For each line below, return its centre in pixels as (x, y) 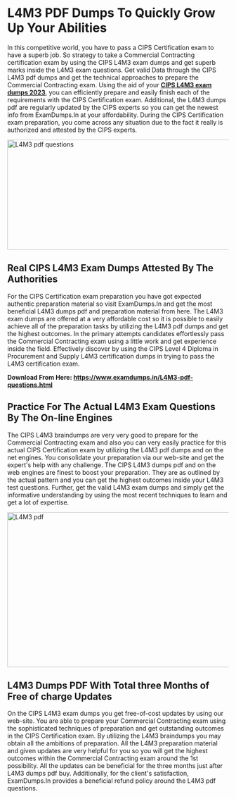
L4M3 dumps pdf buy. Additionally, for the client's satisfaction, (98, 774)
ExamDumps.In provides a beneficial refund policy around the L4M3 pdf (112, 781)
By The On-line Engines (60, 418)
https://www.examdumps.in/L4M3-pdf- (133, 377)
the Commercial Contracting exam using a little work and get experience (112, 341)
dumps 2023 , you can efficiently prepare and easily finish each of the (109, 92)
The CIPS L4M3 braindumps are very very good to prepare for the (103, 435)
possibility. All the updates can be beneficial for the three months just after (115, 766)
